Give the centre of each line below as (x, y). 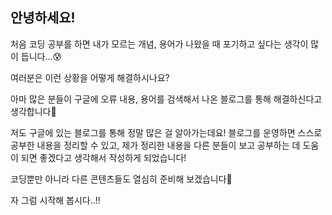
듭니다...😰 (41, 56)
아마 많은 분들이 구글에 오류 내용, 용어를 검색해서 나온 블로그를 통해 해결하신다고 (166, 99)
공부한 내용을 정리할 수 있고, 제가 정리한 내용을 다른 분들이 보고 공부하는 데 (155, 145)
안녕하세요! (43, 18)
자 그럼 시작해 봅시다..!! (55, 200)
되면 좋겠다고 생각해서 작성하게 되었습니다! (103, 157)
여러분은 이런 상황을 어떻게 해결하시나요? (90, 77)
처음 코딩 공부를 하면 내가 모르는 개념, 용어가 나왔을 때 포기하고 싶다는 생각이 (159, 44)
